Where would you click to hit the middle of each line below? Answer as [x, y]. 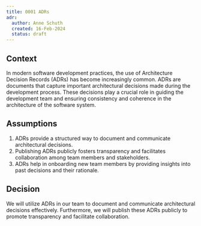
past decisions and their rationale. [57, 170]
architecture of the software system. [51, 105]
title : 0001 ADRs [28, 12]
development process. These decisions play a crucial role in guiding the [95, 92]
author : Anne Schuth [37, 23]
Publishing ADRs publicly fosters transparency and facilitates [90, 151]
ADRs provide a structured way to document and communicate [93, 138]
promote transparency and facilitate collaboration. [68, 216]
